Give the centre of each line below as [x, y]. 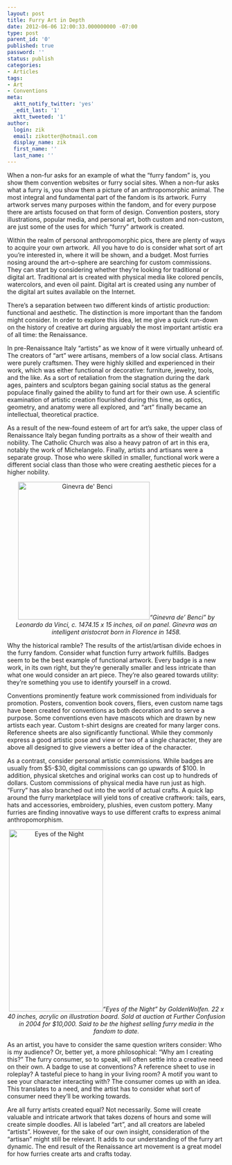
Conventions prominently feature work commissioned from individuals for [112, 696]
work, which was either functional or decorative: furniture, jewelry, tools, [111, 370]
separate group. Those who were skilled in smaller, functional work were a [113, 457]
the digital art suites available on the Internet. [72, 291]
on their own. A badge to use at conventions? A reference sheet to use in [111, 1067]
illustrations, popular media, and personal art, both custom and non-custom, [116, 219]
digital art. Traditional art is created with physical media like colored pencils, [115, 277]
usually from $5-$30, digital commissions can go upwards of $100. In [106, 768]
